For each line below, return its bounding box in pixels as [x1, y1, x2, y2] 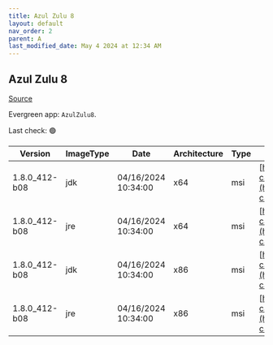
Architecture [173, 148, 223, 159]
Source [8, 93, 32, 103]
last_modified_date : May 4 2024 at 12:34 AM [8, 42, 162, 50]
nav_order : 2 [8, 27, 53, 35]
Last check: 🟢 [8, 125, 57, 135]
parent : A [8, 34, 42, 43]
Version [19, 148, 51, 159]
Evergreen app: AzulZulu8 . [8, 109, 97, 119]
